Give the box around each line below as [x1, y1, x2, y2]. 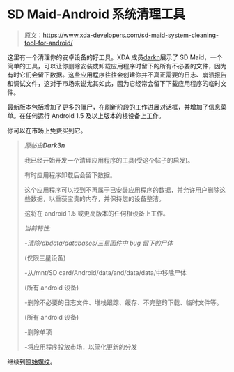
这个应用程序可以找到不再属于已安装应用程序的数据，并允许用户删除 [24, 186, 220, 194]
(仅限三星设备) [24, 253, 66, 262]
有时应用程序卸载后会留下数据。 [24, 170, 116, 179]
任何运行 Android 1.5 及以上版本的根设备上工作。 [25, 111, 165, 119]
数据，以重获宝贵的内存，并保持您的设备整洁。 [30, 194, 165, 202]
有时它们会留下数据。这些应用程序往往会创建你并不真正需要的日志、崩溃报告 [7, 70, 227, 79]
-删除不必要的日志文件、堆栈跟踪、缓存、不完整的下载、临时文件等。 [24, 298, 223, 306]
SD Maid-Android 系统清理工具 [7, 6, 186, 22]
